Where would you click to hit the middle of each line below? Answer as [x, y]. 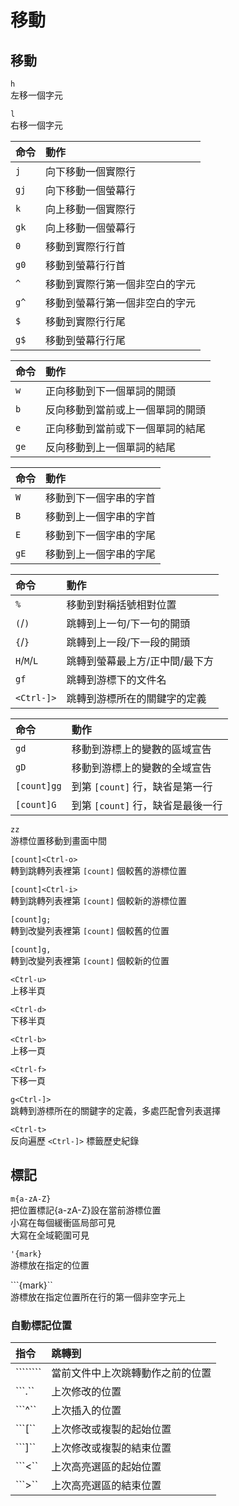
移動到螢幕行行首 [86, 265]
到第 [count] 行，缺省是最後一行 [147, 805]
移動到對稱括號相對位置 [121, 604]
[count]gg [38, 786]
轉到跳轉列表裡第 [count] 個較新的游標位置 [98, 900]
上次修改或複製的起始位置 [111, 1429]
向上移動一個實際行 [91, 209]
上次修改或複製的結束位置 [111, 1448]
